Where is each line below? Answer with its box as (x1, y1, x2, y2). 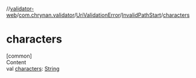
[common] (6, 52, 32, 59)
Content (6, 58, 27, 65)
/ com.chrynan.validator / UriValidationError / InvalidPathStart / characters (16, 11, 190, 19)
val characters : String (6, 65, 60, 72)
